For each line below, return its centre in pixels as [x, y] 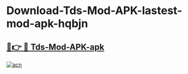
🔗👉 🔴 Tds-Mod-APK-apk [55, 47]
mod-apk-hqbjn [47, 24]
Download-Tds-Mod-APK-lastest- [94, 11]
